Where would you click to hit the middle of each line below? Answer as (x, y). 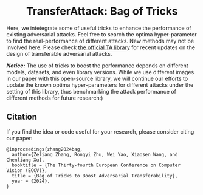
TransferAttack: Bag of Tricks (102, 11)
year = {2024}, (31, 181)
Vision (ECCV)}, (27, 170)
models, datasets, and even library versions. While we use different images (100, 72)
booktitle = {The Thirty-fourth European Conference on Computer (96, 165)
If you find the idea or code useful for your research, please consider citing (100, 131)
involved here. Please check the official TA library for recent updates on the (101, 47)
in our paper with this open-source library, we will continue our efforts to (97, 78)
